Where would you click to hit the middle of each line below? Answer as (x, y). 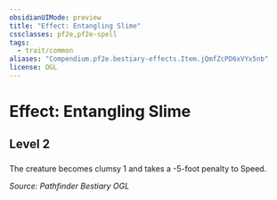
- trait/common (45, 51)
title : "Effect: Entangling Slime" (75, 26)
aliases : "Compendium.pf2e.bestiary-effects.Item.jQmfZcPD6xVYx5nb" (139, 59)
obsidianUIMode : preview (55, 17)
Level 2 (30, 144)
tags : (19, 42)
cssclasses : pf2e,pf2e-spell (63, 34)
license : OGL (33, 68)
